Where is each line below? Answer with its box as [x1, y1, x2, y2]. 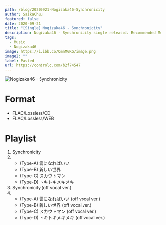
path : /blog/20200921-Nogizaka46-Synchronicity [5, 7, 105, 12]
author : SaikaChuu [5, 12, 43, 17]
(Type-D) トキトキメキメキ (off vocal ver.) [19, 215, 105, 220]
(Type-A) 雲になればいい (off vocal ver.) [19, 196, 100, 202]
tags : [5, 35, 16, 40]
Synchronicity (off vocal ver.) [12, 185, 72, 190]
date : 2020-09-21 [5, 21, 41, 26]
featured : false [5, 16, 39, 21]
